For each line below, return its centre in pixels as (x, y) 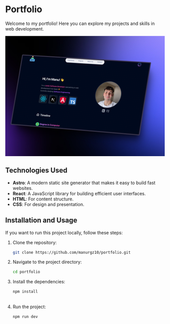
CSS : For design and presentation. (48, 204)
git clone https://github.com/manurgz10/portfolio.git (72, 252)
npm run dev (25, 317)
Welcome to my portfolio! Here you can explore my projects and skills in (80, 23)
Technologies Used (36, 171)
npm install (25, 292)
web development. (25, 28)
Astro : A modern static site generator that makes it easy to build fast (84, 183)
